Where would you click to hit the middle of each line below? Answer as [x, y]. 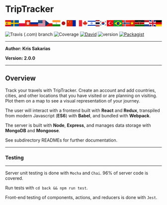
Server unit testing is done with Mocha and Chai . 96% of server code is [77, 173]
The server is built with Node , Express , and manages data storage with [78, 125]
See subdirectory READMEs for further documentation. [61, 140]
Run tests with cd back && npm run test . [46, 188]
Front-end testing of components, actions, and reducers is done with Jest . [81, 198]
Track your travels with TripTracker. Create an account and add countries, [81, 90]
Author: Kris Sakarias [28, 49]
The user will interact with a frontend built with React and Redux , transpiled [83, 110]
